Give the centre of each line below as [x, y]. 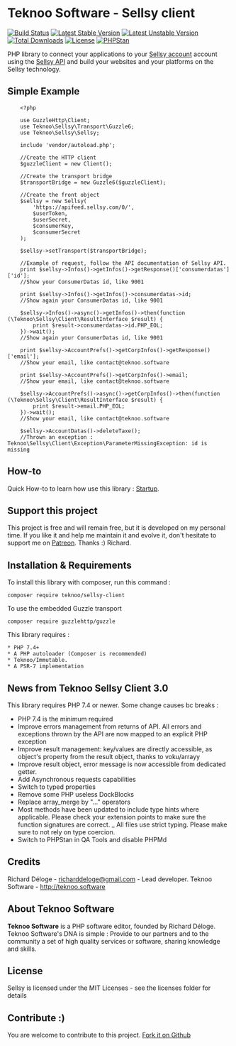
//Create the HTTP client [58, 158]
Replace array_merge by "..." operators [74, 802]
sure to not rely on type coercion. [66, 832]
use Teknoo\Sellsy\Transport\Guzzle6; [77, 126]
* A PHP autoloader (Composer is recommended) [77, 654]
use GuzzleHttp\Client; [55, 120]
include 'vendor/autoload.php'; [68, 145]
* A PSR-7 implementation [45, 666]
